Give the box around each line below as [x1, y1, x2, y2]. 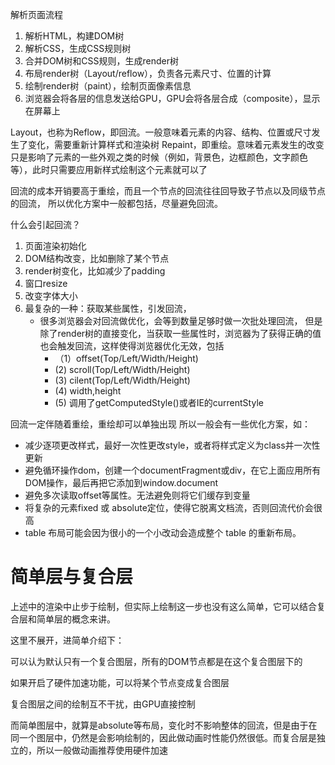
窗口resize [24, 278, 68, 289]
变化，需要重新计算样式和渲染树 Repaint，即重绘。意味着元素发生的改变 [27, 139, 325, 150]
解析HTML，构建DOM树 [24, 30, 125, 42]
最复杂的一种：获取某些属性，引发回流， [24, 303, 192, 314]
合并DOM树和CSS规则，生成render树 [24, 55, 179, 67]
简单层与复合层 [10, 566, 134, 588]
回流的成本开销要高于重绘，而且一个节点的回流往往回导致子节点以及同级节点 [10, 185, 326, 197]
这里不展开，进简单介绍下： [10, 634, 125, 646]
